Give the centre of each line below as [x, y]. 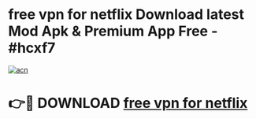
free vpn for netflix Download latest [126, 15]
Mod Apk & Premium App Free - [113, 31]
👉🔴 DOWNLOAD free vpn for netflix [128, 103]
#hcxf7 [32, 48]
